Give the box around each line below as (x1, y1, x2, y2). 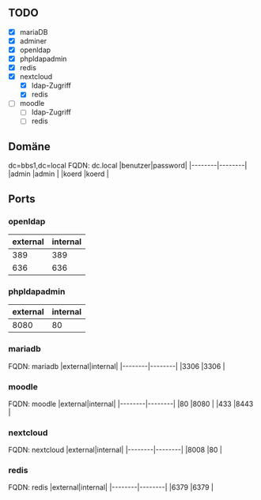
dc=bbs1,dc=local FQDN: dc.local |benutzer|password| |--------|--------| (8, 161, 248, 171)
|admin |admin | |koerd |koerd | (8, 169, 109, 179)
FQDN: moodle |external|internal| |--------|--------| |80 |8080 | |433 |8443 (8, 399, 254, 408)
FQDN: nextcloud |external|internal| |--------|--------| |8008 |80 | (8, 445, 223, 455)
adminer (19, 36, 47, 46)
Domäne (8, 140, 51, 153)
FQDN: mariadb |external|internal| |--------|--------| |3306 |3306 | (8, 361, 225, 370)
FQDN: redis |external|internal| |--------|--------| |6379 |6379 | (8, 483, 214, 492)
